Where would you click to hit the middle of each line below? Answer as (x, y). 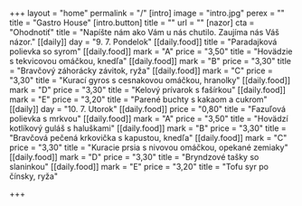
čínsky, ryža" (34, 176)
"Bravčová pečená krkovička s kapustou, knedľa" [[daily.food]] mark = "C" (148, 138)
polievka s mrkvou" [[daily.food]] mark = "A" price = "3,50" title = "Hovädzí (149, 118)
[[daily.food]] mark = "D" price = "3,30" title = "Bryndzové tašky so (134, 157)
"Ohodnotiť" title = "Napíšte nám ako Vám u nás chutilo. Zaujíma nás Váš (145, 32)
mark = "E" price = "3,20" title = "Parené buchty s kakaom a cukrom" (139, 99)
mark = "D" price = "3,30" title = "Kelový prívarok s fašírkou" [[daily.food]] (148, 90)
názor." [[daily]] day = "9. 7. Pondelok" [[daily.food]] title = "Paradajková (143, 42)
